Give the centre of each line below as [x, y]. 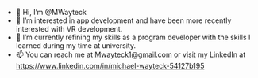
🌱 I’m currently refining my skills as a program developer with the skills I [133, 37]
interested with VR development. [69, 29]
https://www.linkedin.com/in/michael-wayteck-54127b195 [110, 66]
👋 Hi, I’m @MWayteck [51, 12]
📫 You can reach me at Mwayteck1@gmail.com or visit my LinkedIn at [131, 54]
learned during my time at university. [76, 46]
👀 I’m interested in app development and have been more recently [123, 20]
